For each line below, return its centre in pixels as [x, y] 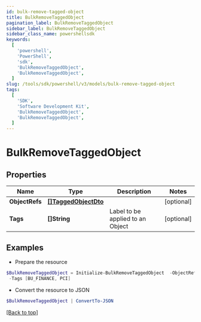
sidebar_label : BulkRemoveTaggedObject [56, 28]
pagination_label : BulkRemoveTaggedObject [60, 23]
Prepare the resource [41, 262]
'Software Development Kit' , [53, 106]
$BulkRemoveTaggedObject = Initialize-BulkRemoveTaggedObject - [89, 273]
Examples [25, 247]
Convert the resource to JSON [52, 290]
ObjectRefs [25, 202]
